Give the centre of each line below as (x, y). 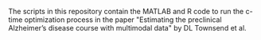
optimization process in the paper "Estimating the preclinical (123, 20)
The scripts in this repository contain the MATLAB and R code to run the (126, 11)
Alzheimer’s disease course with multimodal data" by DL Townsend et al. (127, 28)
